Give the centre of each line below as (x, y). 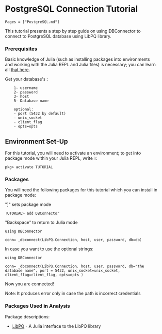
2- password (26, 93)
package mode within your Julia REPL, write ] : (51, 158)
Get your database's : (27, 79)
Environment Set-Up (37, 141)
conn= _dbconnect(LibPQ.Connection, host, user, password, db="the (75, 266)
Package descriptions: (27, 316)
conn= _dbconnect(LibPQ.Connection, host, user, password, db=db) (73, 240)
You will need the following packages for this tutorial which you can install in (81, 190)
